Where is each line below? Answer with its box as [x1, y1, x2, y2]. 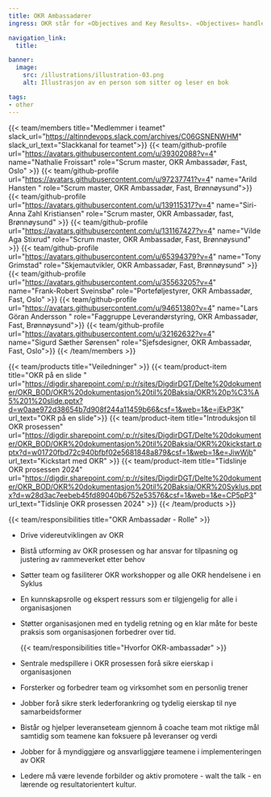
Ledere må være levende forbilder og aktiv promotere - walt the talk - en [19, 770, 262, 780]
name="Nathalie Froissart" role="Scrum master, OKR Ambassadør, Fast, [8, 157, 248, 166]
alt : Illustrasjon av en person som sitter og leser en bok [23, 78, 229, 86]
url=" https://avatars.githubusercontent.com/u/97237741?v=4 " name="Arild [8, 174, 257, 184]
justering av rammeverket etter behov [19, 554, 145, 564]
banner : [8, 56, 35, 65]
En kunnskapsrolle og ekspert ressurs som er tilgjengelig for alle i [19, 594, 238, 604]
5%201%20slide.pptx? [8, 396, 83, 405]
